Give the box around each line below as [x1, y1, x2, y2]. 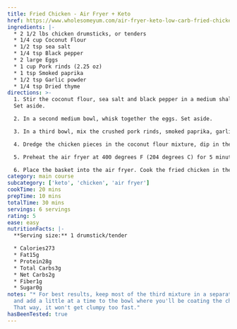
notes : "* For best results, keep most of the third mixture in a [7, 291, 207, 298]
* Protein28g [13, 258, 52, 265]
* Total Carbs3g [13, 265, 61, 272]
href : [7, 17, 23, 24]
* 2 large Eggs [13, 57, 59, 64]
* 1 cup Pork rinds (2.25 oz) [13, 63, 102, 70]
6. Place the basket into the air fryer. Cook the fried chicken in [13, 166, 219, 173]
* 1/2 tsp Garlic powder [13, 76, 87, 83]
